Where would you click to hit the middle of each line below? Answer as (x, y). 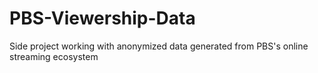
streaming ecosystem (54, 56)
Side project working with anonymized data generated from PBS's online (159, 46)
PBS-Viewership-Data (102, 18)
